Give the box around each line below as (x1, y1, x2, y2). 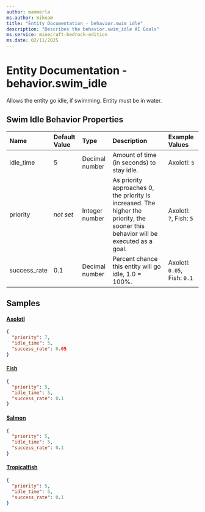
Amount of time (112, 150, 157, 159)
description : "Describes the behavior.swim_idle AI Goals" (6, 26, 160, 32)
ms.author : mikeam (6, 15, 53, 21)
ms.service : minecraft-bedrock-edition (6, 32, 108, 38)
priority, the (112, 214, 146, 222)
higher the (112, 206, 142, 214)
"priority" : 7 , (12, 334, 51, 341)
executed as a (112, 236, 153, 245)
